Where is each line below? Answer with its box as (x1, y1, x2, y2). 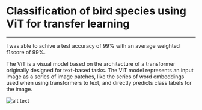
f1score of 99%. (6, 48, 46, 56)
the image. (6, 85, 33, 93)
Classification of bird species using (6, 4, 186, 18)
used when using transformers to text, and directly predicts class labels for (6, 79, 192, 86)
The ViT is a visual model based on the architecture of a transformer (6, 60, 176, 67)
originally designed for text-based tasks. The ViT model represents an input (6, 66, 194, 74)
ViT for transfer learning (6, 17, 130, 30)
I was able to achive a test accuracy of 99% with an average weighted (6, 42, 180, 49)
